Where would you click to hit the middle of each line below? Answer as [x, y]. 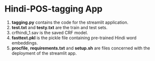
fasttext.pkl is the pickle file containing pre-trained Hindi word [74, 38]
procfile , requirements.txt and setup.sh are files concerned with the [81, 48]
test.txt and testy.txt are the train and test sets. [59, 27]
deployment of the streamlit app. [44, 53]
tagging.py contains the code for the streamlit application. [70, 22]
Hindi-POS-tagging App [54, 9]
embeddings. [25, 43]
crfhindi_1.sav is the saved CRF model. [50, 32]
